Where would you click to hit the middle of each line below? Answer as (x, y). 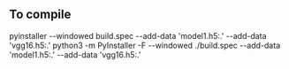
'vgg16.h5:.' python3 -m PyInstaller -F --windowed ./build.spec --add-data (145, 45)
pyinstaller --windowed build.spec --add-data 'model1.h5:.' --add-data (138, 35)
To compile (40, 15)
